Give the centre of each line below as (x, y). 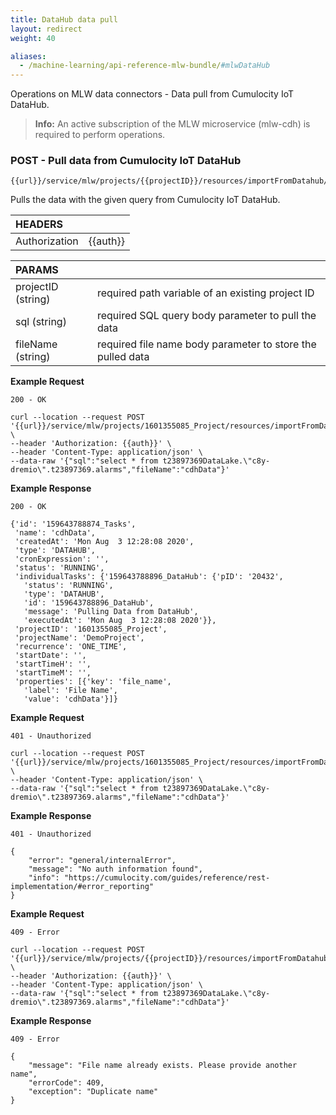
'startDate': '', (50, 656)
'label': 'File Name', (70, 691)
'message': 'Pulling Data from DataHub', (111, 612)
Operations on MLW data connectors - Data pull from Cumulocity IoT (152, 94)
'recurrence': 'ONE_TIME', (71, 647)
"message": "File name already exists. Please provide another (163, 1066)
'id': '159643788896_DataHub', (89, 603)
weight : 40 (33, 38)
